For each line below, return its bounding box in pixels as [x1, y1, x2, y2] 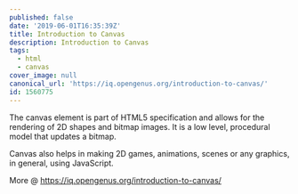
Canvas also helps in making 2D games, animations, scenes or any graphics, [9, 148, 290, 158]
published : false [9, 12, 74, 22]
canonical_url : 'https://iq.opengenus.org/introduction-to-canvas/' [9, 79, 269, 88]
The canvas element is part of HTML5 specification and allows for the [9, 112, 265, 123]
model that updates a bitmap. [9, 131, 117, 141]
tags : [9, 46, 29, 55]
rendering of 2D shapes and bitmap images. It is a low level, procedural [9, 121, 270, 132]
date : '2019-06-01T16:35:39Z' [9, 21, 122, 30]
